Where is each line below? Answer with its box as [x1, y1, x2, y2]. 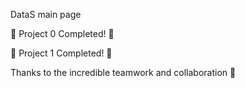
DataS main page [10, 9, 82, 20]
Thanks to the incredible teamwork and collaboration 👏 [10, 67, 237, 78]
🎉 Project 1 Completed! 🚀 [10, 47, 113, 59]
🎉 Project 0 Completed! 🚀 [10, 28, 115, 39]
